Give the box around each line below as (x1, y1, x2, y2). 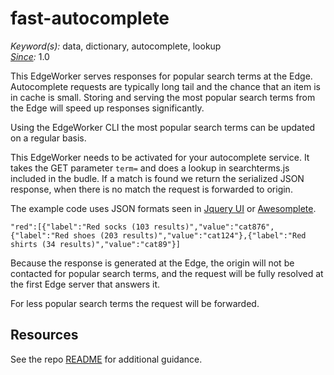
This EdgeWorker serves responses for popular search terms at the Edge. (10, 70, 313, 82)
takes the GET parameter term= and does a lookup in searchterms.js (10, 162, 290, 174)
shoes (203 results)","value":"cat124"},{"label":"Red (73, 230, 307, 241)
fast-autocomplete (10, 7, 170, 30)
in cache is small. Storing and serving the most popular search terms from (10, 91, 316, 103)
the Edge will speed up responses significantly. (10, 102, 205, 114)
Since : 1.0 (10, 50, 50, 62)
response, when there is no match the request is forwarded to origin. (10, 183, 293, 195)
